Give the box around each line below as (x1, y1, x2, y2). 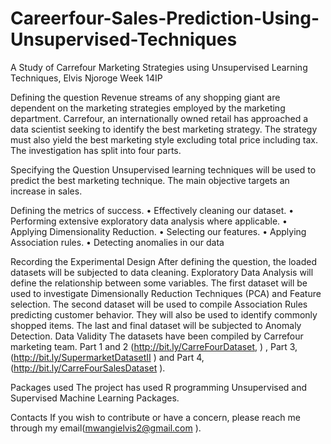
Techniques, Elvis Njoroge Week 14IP (10, 72, 163, 84)
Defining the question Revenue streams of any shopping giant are (10, 91, 281, 103)
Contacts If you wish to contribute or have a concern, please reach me (10, 411, 301, 423)
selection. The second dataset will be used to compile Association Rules (10, 298, 308, 310)
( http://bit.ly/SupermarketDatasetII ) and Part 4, (10, 351, 205, 363)
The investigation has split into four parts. (10, 144, 182, 156)
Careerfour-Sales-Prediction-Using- (10, 7, 320, 30)
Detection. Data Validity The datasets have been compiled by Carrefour (10, 330, 304, 342)
